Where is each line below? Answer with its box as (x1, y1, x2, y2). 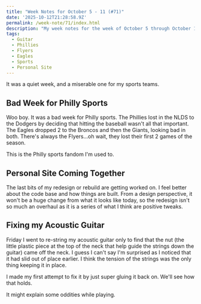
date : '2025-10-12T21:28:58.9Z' (6, 14, 87, 20)
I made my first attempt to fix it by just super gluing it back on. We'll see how (6, 273, 195, 280)
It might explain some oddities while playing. (6, 291, 115, 298)
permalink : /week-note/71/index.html (6, 20, 100, 26)
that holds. (6, 279, 33, 287)
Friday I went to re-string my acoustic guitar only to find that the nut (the (6, 236, 184, 243)
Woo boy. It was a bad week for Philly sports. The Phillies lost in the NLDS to (6, 114, 194, 121)
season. (6, 139, 26, 146)
